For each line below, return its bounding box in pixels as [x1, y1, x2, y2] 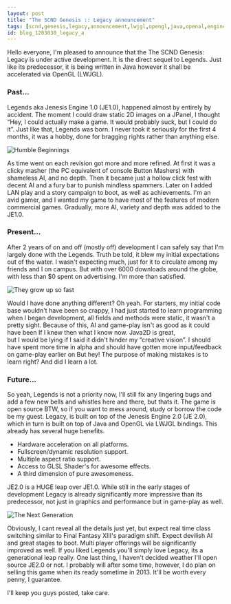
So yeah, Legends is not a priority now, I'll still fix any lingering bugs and [7, 390, 212, 399]
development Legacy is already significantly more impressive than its [7, 490, 203, 499]
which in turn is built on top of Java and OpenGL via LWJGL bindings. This [7, 419, 218, 428]
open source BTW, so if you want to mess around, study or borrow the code [7, 405, 222, 413]
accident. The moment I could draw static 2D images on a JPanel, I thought [7, 110, 221, 118]
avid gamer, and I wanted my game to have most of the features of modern [7, 196, 219, 204]
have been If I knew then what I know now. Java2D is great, [7, 328, 175, 336]
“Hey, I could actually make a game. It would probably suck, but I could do [7, 118, 218, 126]
